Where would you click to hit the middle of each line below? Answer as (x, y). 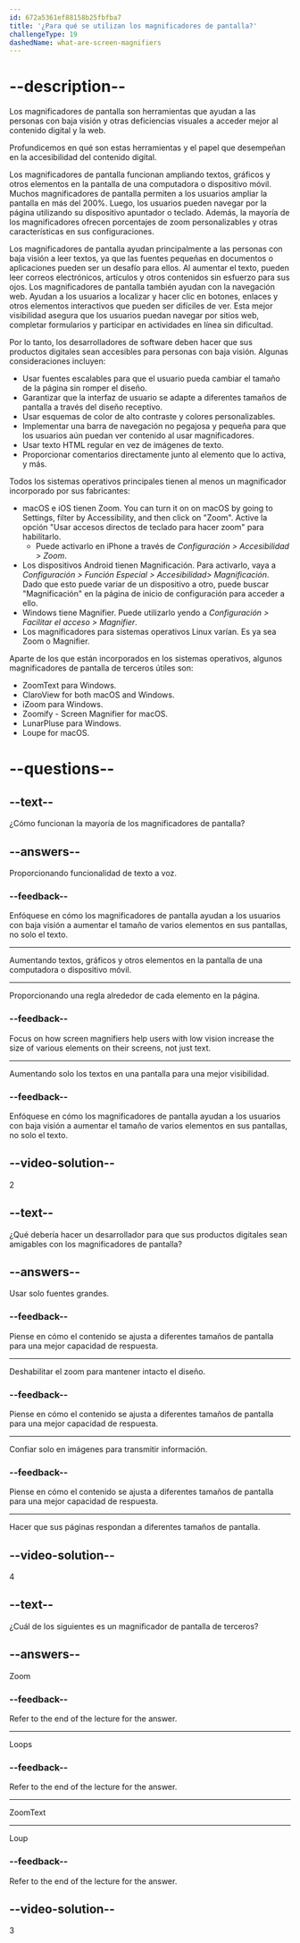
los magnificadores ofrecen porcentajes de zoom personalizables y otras (144, 222)
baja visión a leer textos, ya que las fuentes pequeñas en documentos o (142, 258)
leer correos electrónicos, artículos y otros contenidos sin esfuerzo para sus (150, 277)
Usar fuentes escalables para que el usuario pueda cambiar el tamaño (151, 379)
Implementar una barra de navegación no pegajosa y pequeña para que (154, 427)
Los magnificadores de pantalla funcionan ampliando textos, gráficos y (140, 174)
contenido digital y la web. (58, 131)
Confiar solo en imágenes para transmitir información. (108, 1449)
